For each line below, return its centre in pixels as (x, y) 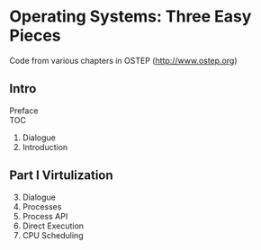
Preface (24, 111)
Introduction (45, 147)
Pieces (35, 36)
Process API (45, 216)
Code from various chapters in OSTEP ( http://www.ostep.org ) (123, 60)
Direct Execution (53, 226)
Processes (42, 206)
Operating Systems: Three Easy (130, 17)
